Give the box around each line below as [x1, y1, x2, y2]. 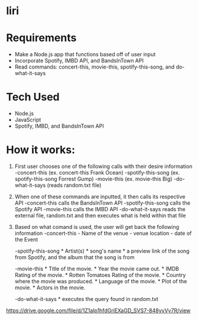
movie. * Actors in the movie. [14, 284, 86, 291]
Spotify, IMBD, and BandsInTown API [14, 122, 105, 130]
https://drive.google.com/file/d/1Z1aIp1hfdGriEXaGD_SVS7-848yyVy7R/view [6, 307, 191, 314]
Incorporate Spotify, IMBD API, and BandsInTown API [14, 57, 144, 64]
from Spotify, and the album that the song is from [14, 254, 135, 261]
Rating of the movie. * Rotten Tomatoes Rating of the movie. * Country [14, 271, 186, 279]
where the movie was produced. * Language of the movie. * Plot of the [14, 278, 187, 285]
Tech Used [6, 90, 60, 104]
